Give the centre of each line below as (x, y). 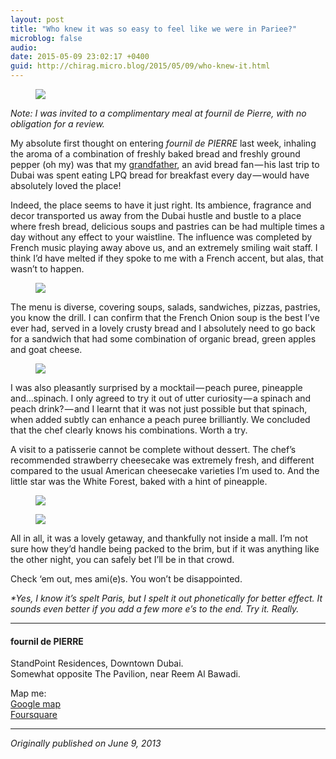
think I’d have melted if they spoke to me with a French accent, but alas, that (167, 258)
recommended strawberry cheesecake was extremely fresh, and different (162, 460)
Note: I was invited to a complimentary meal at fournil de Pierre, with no (158, 113)
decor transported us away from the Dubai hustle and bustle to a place (156, 215)
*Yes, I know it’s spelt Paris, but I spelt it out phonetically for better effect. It (166, 598)
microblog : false (46, 38)
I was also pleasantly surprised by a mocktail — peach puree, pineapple (156, 387)
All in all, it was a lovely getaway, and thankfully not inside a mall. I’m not (159, 538)
